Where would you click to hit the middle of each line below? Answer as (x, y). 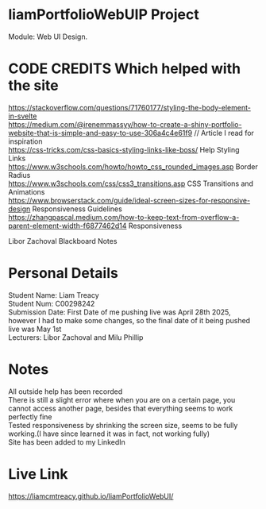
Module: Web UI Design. (48, 37)
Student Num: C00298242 (52, 303)
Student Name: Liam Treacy (54, 295)
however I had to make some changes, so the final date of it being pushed (129, 320)
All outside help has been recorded (66, 391)
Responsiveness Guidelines (77, 209)
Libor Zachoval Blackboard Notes (63, 241)
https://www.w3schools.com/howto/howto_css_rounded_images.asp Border (133, 166)
